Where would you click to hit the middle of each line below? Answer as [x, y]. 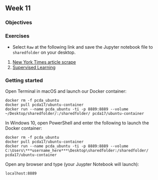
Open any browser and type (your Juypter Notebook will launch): [72, 164]
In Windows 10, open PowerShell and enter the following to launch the [77, 123]
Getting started [24, 80]
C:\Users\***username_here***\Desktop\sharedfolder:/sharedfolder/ [77, 150]
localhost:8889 [21, 173]
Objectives [19, 23]
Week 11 [18, 8]
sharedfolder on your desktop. [44, 52]
